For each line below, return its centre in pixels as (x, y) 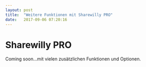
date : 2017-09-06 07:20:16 (36, 19)
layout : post (19, 10)
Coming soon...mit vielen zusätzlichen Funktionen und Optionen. (73, 59)
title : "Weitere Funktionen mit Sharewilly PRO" (59, 15)
